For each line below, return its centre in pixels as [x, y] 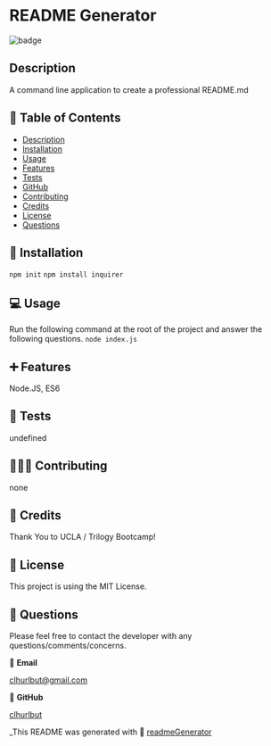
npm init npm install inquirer [66, 275]
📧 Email [24, 663]
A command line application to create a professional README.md [129, 89]
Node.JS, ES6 [35, 388]
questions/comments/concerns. [68, 646]
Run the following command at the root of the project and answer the [136, 329]
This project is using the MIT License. [78, 586]
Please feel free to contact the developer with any [101, 636]
